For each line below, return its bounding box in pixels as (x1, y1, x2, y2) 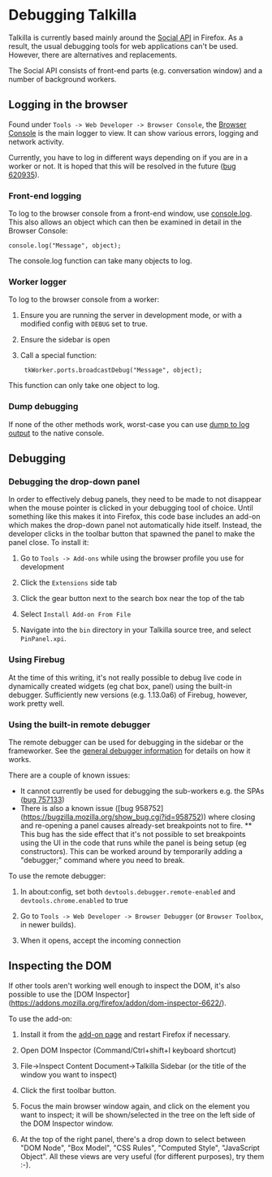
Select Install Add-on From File (19, 609, 132, 619)
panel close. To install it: (8, 538, 89, 547)
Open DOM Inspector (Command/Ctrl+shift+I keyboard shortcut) (19, 1045, 237, 1055)
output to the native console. (8, 428, 105, 438)
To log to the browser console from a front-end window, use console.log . (8, 209, 253, 219)
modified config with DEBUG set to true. (19, 319, 148, 329)
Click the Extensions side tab (19, 578, 118, 587)
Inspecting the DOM (8, 959, 112, 973)
